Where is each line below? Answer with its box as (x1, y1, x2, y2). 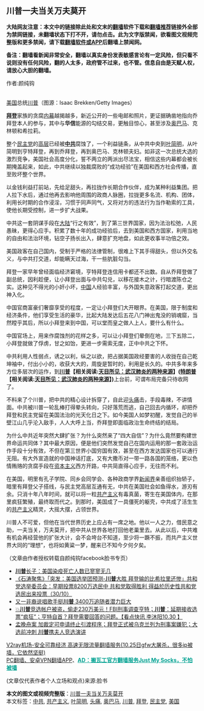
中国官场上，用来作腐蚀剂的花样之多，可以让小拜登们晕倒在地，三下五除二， (6, 331, 198, 339)
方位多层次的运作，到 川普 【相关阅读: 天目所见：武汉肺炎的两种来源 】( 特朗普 (6, 367, 196, 375)
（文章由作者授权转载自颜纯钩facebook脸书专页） (6, 554, 132, 562)
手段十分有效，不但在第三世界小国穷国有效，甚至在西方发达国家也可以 (11, 447, 187, 454)
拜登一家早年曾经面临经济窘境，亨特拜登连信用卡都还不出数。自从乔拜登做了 (6, 267, 198, 275)
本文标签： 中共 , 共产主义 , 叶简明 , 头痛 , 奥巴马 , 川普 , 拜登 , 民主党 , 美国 (6, 697, 180, 705)
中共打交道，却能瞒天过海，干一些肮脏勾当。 (22, 255, 134, 262)
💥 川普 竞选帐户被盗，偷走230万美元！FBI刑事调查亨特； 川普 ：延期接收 (15, 605, 192, 612)
